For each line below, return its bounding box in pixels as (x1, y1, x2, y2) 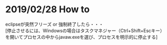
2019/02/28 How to (5, 4, 90, 15)
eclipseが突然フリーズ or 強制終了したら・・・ (5, 21, 103, 27)
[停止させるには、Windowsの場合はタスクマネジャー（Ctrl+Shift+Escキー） (5, 27, 165, 34)
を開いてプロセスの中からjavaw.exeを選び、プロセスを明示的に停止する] (5, 34, 158, 40)
